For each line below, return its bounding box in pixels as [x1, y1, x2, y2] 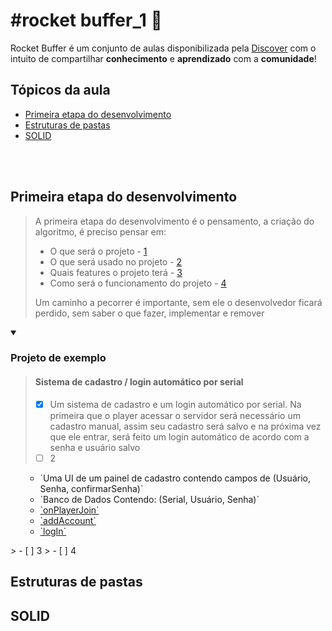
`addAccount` [39, 514, 97, 526]
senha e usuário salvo [49, 441, 141, 453]
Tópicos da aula [10, 82, 111, 99]
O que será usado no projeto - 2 [49, 255, 183, 268]
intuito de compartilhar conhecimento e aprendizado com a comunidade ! [10, 52, 317, 64]
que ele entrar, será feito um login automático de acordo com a [49, 430, 310, 443]
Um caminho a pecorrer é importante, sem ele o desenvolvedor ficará [34, 296, 323, 308]
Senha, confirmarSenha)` [39, 482, 144, 494]
